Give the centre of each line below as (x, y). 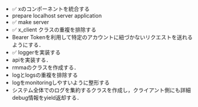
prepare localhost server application (57, 16)
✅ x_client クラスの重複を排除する (54, 30)
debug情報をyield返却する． (47, 98)
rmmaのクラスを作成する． (45, 67)
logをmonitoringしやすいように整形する (61, 83)
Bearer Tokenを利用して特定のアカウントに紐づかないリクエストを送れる (102, 37)
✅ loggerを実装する (36, 52)
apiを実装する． (32, 60)
